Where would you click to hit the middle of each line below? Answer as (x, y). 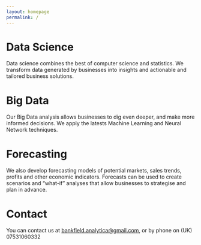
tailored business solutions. (40, 76)
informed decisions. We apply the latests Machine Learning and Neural (94, 123)
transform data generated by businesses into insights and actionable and (97, 70)
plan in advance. (27, 190)
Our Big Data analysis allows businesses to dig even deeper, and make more (100, 117)
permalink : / (22, 17)
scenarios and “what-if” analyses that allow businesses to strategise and (96, 183)
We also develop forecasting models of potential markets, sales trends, (94, 171)
